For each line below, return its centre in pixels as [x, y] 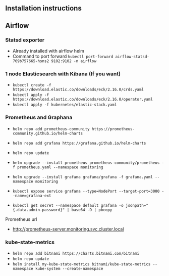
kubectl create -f [32, 85]
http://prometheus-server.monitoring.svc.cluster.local [68, 229]
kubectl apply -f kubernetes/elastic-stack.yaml [65, 105]
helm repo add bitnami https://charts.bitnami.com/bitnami [76, 253]
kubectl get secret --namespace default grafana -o [68, 205]
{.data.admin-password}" [39, 210]
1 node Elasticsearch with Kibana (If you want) [63, 74]
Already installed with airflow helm [48, 51]
